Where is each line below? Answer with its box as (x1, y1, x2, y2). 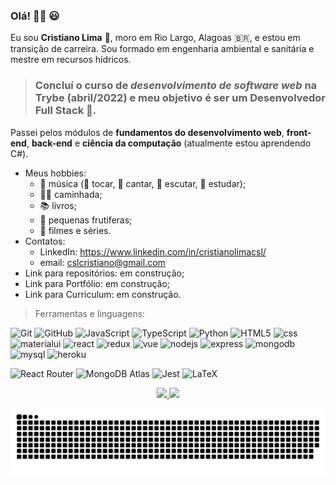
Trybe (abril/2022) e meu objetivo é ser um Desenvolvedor (34, 91, 327, 105)
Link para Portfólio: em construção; (24, 277, 171, 289)
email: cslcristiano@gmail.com (39, 256, 166, 268)
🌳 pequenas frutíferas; (39, 214, 133, 226)
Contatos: (24, 235, 66, 247)
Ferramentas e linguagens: (34, 307, 146, 319)
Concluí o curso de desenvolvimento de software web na (34, 79, 318, 93)
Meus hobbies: (24, 167, 87, 179)
